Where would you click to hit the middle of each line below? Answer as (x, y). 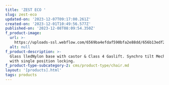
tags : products (21, 75)
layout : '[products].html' (33, 70)
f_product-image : (23, 33)
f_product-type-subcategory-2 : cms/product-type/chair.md (67, 65)
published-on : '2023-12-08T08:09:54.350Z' (50, 28)
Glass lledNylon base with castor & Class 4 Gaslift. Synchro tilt (82, 56)
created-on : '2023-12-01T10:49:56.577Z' (48, 24)
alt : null (20, 47)
